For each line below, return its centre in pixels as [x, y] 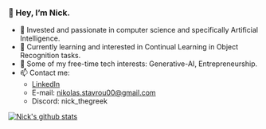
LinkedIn [46, 84]
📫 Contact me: [45, 73]
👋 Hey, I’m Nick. [39, 13]
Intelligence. [40, 38]
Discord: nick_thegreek [69, 101]
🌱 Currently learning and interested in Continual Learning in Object [129, 47]
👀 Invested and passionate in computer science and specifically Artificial [139, 30]
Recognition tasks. [50, 56]
